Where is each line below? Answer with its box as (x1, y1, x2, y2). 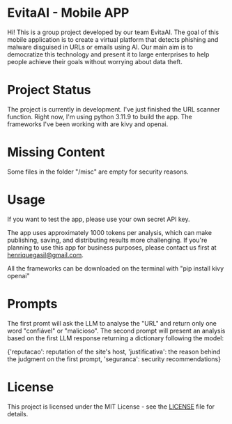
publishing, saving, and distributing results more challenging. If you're (7, 236, 208, 244)
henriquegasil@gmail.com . (7, 250, 84, 259)
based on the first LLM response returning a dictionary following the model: (7, 333, 224, 342)
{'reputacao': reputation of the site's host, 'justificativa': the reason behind (7, 347, 221, 356)
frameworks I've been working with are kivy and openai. (7, 120, 169, 128)
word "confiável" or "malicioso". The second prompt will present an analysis (7, 326, 226, 335)
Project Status (7, 82, 92, 98)
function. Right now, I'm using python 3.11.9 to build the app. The (7, 112, 193, 121)
